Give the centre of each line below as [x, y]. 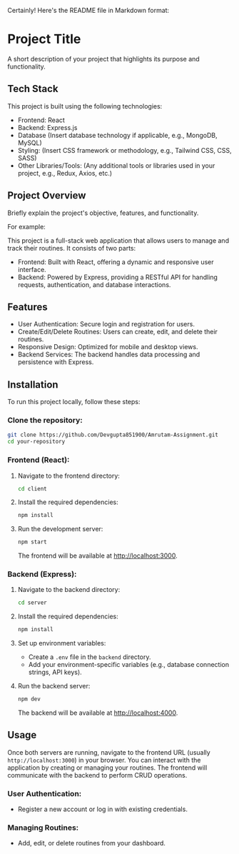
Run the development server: [60, 529]
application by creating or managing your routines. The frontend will [107, 768]
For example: [27, 226]
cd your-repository [36, 442]
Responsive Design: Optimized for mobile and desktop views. [108, 347]
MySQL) [30, 143]
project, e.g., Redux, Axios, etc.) [65, 173]
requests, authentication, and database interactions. [94, 284]
